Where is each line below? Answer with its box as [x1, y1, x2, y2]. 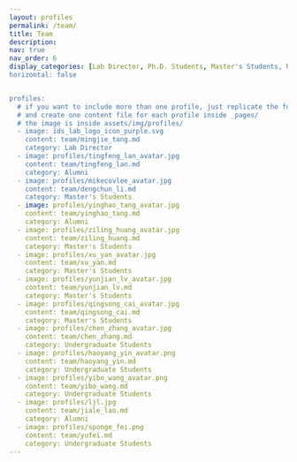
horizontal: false [9, 71, 77, 80]
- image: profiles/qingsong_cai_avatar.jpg [17, 299, 179, 308]
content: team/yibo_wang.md [25, 382, 128, 390]
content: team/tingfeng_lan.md [25, 160, 141, 169]
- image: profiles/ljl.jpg [17, 398, 117, 407]
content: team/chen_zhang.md [25, 332, 133, 341]
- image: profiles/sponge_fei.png [17, 422, 144, 431]
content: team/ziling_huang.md [25, 233, 141, 243]
